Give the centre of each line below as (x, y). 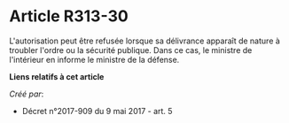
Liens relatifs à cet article (57, 76)
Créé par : (27, 94)
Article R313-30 (69, 16)
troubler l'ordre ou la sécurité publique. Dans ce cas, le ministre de (131, 50)
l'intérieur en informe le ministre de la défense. (94, 59)
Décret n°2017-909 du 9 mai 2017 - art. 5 (97, 111)
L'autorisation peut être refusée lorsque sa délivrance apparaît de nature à (145, 41)
